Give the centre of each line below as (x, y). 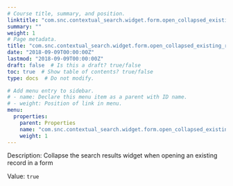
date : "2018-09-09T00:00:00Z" (51, 53)
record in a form (30, 163)
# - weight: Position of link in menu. (65, 104)
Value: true (23, 176)
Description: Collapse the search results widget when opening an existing (112, 155)
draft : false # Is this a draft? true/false (74, 65)
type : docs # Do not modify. (51, 78)
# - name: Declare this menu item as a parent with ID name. (97, 97)
